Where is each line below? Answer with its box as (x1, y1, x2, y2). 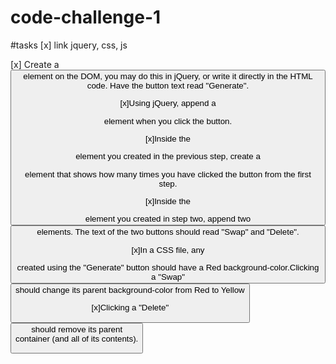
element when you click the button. (103, 116, 233, 126)
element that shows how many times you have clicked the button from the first (24, 169, 312, 180)
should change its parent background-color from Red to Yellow (15, 284, 245, 295)
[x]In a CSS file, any (131, 244, 205, 255)
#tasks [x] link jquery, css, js (10, 39, 128, 51)
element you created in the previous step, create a (75, 151, 261, 162)
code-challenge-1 (10, 6, 162, 29)
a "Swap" (151, 271, 185, 282)
